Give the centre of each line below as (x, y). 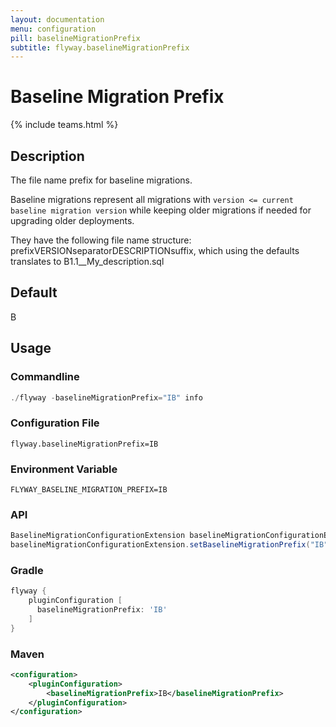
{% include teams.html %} (64, 125)
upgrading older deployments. (72, 220)
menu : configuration (53, 29)
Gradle (27, 570)
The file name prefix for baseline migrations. (101, 180)
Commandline (45, 377)
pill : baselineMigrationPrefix (75, 38)
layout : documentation (57, 19)
